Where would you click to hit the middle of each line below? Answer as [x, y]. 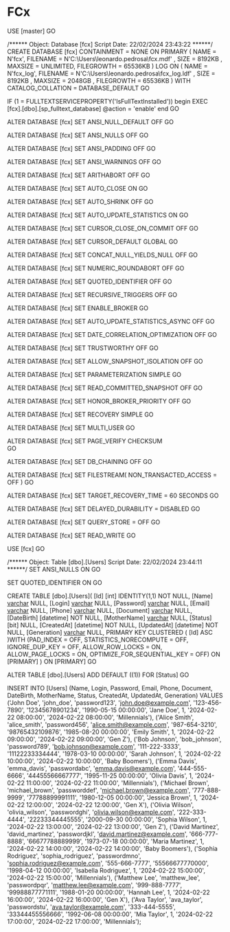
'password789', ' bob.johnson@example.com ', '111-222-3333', [94, 746]
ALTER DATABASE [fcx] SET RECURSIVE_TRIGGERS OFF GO [92, 294]
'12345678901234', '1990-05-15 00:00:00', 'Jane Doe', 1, [106, 710]
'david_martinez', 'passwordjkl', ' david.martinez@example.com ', [97, 834]
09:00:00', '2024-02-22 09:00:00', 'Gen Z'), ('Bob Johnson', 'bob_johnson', [114, 739]
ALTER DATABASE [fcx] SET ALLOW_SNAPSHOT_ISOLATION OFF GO [105, 361]
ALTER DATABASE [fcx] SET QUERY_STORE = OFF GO [84, 522]
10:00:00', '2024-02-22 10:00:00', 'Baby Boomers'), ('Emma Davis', [102, 761]
